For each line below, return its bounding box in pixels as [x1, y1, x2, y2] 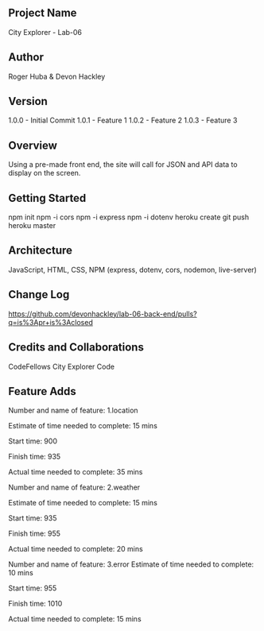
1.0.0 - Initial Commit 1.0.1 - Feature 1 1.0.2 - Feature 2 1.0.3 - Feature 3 [8, 115, 238, 126]
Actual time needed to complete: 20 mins [8, 544, 143, 554]
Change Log [8, 288, 70, 301]
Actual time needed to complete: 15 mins [8, 614, 142, 624]
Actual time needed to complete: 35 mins [8, 467, 143, 477]
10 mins [8, 568, 33, 578]
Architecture [8, 244, 73, 257]
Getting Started [8, 191, 87, 205]
